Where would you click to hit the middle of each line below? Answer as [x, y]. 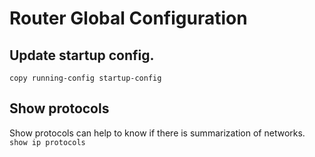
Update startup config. [82, 55]
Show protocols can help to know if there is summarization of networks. [157, 133]
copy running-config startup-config [85, 78]
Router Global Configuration [128, 18]
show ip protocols [47, 142]
